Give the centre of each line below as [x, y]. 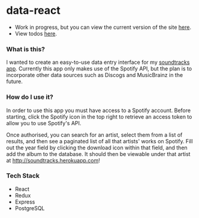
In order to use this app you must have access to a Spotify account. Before [98, 110]
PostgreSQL [30, 208]
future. [14, 81]
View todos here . [36, 33]
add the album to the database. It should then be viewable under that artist [98, 154]
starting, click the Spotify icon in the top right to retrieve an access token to [99, 117]
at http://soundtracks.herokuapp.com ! [53, 160]
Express [25, 202]
